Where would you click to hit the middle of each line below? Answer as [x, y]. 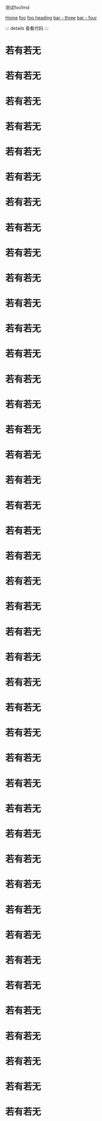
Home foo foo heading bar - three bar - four [51, 18]
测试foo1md [17, 7]
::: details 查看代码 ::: [27, 28]
